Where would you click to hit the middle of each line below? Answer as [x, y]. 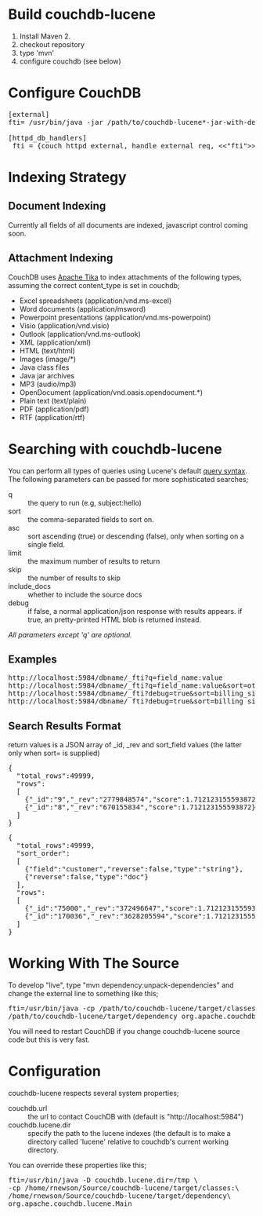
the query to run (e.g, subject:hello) [85, 502]
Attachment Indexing [61, 258]
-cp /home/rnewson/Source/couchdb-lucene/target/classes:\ [124, 1188]
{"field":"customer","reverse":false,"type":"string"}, [134, 869]
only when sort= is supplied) [54, 753]
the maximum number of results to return [94, 561]
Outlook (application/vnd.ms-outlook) [80, 334]
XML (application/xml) [55, 342]
